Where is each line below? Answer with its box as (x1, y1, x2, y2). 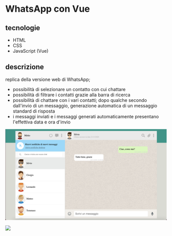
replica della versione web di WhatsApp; (5, 76, 91, 82)
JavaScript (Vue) (12, 48, 49, 54)
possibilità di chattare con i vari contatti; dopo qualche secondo (12, 97, 147, 103)
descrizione (5, 62, 45, 72)
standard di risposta (12, 108, 55, 114)
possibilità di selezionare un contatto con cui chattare (12, 86, 126, 92)
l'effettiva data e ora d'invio (12, 119, 71, 125)
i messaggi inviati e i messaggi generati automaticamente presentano (12, 113, 159, 119)
